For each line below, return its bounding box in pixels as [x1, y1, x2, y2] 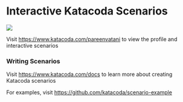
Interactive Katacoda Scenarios [6, 4, 168, 18]
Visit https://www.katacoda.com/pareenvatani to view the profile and [6, 35, 178, 43]
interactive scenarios [6, 42, 59, 49]
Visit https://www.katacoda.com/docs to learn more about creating [6, 71, 173, 78]
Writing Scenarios [6, 57, 60, 65]
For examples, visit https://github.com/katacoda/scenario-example [6, 89, 172, 96]
